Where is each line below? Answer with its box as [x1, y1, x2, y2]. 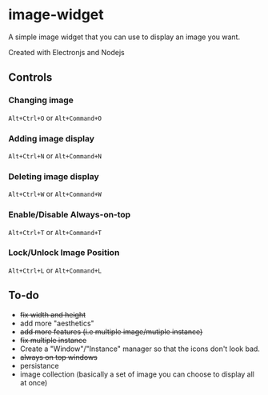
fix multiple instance [19, 335, 87, 345]
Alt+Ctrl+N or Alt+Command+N [8, 150, 102, 161]
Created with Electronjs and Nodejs [8, 47, 126, 57]
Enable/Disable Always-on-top [8, 209, 131, 221]
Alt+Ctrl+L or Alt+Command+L [8, 265, 102, 275]
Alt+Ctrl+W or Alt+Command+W [8, 190, 102, 199]
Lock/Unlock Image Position [8, 247, 120, 258]
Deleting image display [8, 170, 100, 182]
